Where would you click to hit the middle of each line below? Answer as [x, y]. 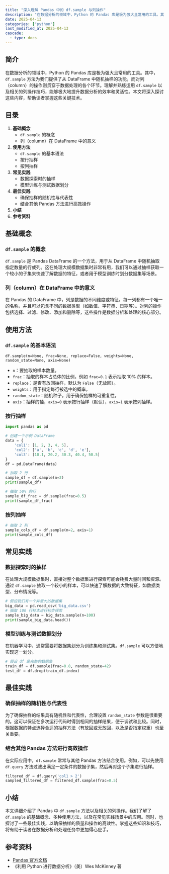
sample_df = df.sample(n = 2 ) [35, 478]
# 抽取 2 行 [17, 473]
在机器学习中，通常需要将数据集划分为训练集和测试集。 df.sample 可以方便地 [84, 646]
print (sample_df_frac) [29, 501]
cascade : [14, 33]
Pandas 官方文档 [30, 860]
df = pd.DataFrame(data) [31, 464]
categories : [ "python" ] [30, 24]
